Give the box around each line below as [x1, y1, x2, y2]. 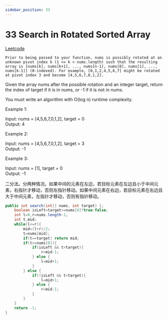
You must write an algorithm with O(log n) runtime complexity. [5, 96, 133, 102]
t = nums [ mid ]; [23, 231, 50, 236]
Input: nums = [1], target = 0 [5, 165, 63, 171]
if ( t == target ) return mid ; [23, 235, 79, 240]
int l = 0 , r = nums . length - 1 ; [14, 212, 68, 217]
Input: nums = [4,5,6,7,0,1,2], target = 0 [5, 115, 85, 121]
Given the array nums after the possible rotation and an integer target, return [5, 81, 163, 87]
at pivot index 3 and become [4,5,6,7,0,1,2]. [5, 72, 104, 77]
